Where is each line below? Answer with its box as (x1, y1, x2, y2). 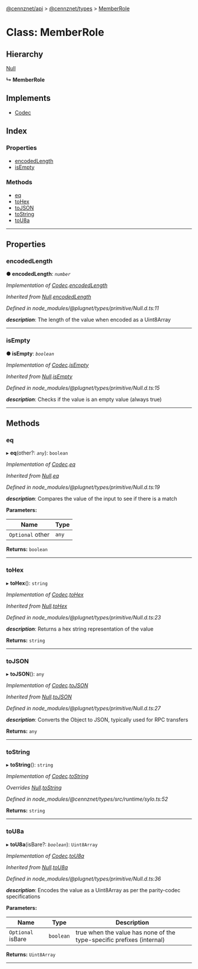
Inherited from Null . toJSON (6, 693, 72, 700)
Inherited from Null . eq (6, 472, 60, 479)
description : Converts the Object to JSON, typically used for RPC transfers (6, 716, 189, 723)
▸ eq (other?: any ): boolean (6, 449, 68, 456)
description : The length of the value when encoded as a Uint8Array (6, 316, 171, 324)
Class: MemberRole (6, 26, 104, 39)
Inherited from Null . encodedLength (6, 293, 91, 301)
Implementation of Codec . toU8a (6, 852, 84, 859)
